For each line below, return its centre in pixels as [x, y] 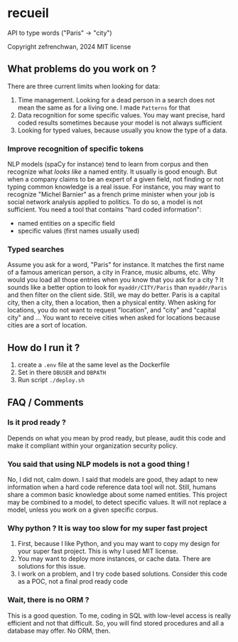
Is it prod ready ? [37, 423]
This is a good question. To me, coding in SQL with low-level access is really [119, 615]
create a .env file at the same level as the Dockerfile [94, 365]
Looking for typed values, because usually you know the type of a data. [122, 130]
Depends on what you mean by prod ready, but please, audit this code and [117, 438]
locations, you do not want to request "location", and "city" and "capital [112, 310]
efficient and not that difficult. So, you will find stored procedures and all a [116, 623]
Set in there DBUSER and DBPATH [62, 372]
